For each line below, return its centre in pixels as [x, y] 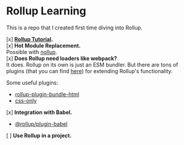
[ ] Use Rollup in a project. [39, 135]
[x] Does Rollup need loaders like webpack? [62, 58]
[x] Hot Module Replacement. [43, 46]
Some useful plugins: [32, 83]
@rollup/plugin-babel [41, 123]
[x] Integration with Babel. [39, 112]
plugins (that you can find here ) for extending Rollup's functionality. [89, 71]
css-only [26, 101]
